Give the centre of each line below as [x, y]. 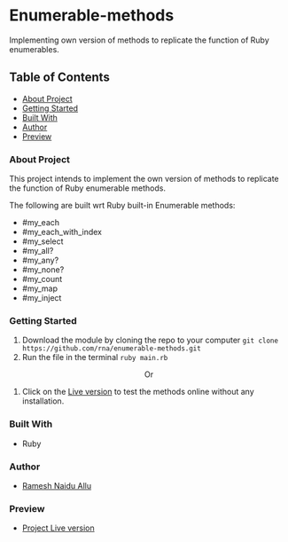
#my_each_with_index [62, 232]
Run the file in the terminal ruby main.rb [95, 357]
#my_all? [38, 251]
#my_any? [40, 260]
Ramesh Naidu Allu [56, 485]
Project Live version [58, 528]
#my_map [40, 288]
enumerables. [34, 49]
